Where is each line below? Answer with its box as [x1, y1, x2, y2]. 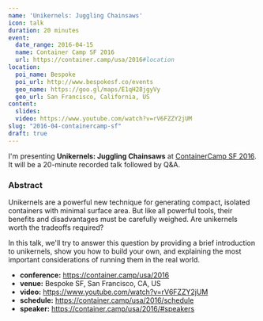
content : [8, 100, 37, 108]
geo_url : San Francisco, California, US [15, 93, 150, 101]
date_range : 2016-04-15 [15, 41, 93, 49]
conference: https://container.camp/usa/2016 [19, 270, 170, 280]
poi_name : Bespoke [15, 71, 77, 78]
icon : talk [8, 19, 44, 27]
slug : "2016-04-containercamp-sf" [8, 122, 122, 130]
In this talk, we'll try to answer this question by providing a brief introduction [8, 238, 255, 247]
